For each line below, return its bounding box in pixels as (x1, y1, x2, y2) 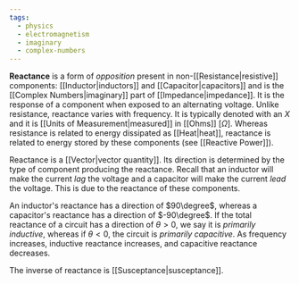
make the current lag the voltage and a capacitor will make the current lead (9, 173, 287, 184)
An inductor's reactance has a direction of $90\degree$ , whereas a (9, 200, 257, 211)
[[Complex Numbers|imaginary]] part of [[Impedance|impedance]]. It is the (9, 90, 285, 101)
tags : (9, 13, 29, 22)
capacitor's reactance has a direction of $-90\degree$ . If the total (9, 210, 253, 221)
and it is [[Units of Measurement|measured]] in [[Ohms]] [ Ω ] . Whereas (9, 118, 268, 129)
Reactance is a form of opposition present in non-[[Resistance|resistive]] (9, 71, 278, 81)
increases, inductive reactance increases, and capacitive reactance (9, 238, 258, 249)
